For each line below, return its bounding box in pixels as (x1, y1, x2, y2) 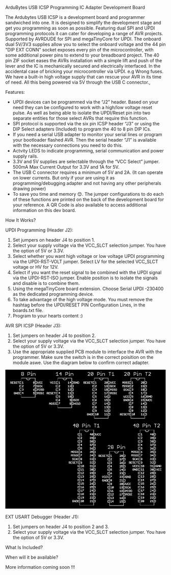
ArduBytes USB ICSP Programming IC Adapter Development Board (5, 5, 145, 10)
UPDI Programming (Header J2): (5, 227, 74, 233)
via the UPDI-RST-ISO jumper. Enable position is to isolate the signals (12, 275, 158, 281)
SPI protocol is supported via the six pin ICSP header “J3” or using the (12, 121, 160, 126)
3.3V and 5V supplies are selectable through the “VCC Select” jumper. (12, 159, 160, 165)
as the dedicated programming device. (12, 291, 94, 297)
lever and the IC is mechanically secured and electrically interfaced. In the (5, 63, 161, 69)
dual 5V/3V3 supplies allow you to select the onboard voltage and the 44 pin (5, 41, 166, 47)
